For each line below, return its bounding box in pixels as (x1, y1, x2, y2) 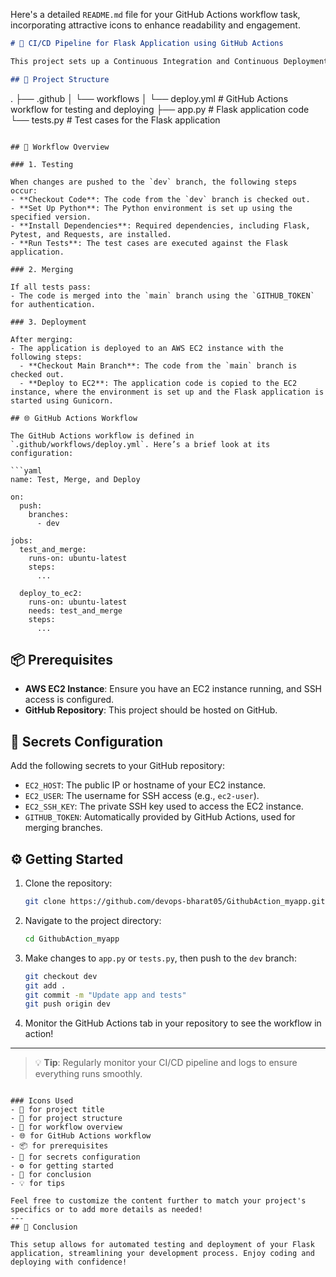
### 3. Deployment (10, 317, 87, 327)
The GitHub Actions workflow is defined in (10, 430, 195, 441)
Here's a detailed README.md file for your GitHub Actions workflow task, (10, 9, 301, 20)
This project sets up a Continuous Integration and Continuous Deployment (10, 56, 329, 66)
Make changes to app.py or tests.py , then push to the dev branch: (24, 952, 297, 964)
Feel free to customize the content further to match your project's (10, 1196, 307, 1206)
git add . (24, 980, 67, 991)
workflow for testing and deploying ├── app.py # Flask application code (10, 103, 310, 115)
